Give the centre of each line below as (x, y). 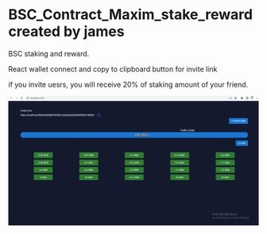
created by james (66, 31)
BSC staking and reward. (49, 53)
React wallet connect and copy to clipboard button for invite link (113, 68)
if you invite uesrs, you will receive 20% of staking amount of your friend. (128, 84)
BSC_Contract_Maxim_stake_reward (130, 15)
